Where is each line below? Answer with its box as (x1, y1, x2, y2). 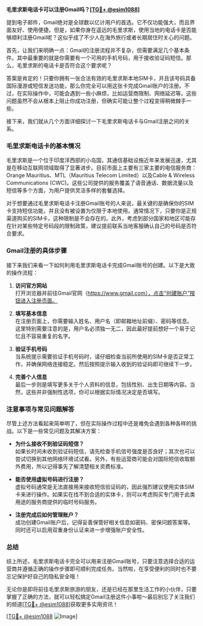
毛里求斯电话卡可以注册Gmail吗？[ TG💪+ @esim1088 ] (6, 6, 140, 13)
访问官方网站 (14, 282, 47, 289)
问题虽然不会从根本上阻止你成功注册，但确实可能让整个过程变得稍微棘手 (6, 97, 186, 105)
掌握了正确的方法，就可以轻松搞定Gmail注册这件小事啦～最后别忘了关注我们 (6, 593, 195, 601)
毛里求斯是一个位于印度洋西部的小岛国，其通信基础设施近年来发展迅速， (6, 156, 186, 164)
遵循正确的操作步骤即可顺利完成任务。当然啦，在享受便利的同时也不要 (22, 565, 197, 573)
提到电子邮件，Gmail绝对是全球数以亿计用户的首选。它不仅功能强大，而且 (6, 19, 190, 26)
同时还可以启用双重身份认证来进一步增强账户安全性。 (14, 526, 148, 534)
